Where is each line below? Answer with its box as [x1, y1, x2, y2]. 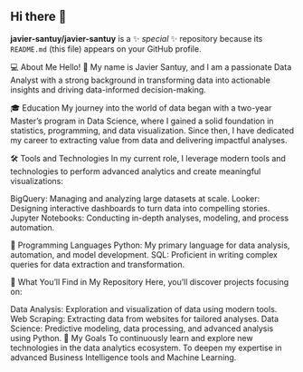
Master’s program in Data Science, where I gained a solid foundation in [10, 115, 274, 126]
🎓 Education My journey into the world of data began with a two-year [10, 102, 272, 113]
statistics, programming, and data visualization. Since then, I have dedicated [10, 124, 295, 136]
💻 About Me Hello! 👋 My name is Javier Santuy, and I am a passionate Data [10, 61, 292, 73]
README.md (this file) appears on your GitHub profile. [10, 43, 202, 54]
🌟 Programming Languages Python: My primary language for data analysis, [10, 240, 290, 250]
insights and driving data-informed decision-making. [10, 83, 206, 95]
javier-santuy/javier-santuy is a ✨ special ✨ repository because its [10, 33, 263, 44]
